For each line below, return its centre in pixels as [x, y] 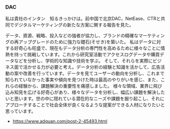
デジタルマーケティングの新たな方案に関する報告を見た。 [74, 25]
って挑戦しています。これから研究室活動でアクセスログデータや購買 [89, 54]
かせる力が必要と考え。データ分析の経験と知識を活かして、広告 [94, 67]
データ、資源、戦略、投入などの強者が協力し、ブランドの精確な [72, 36]
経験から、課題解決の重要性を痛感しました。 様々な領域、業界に [86, 86]
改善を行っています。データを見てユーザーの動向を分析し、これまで [94, 74]
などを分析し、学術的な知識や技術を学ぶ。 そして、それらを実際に [83, 61]
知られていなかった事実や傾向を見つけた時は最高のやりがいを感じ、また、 [83, 80]
